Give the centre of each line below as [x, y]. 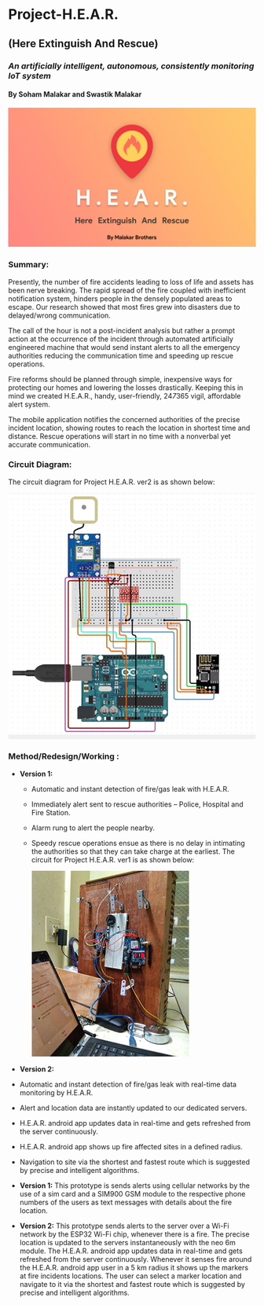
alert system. [29, 404]
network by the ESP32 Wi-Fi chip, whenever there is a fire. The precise [134, 1234]
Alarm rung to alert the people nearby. [93, 828]
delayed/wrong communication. [60, 315]
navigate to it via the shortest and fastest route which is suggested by [132, 1284]
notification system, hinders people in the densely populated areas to [120, 298]
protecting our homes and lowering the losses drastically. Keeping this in [126, 388]
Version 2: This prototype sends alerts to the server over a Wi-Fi [124, 1226]
